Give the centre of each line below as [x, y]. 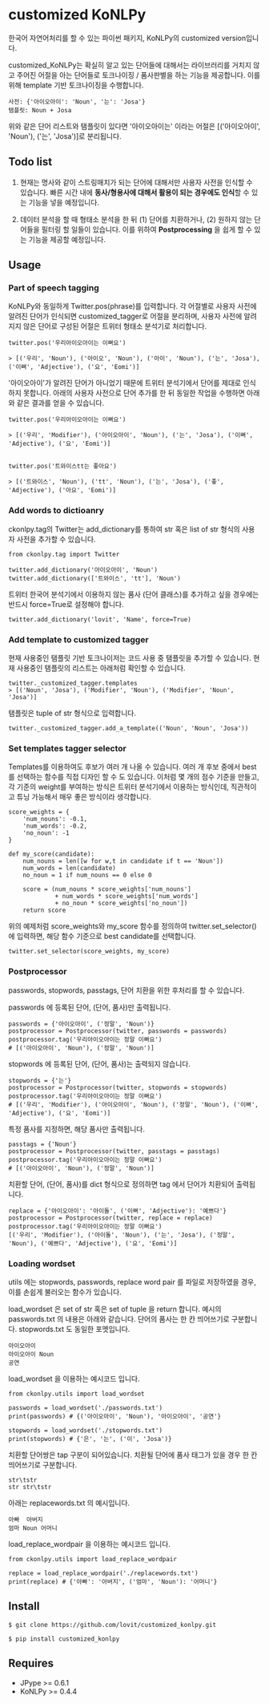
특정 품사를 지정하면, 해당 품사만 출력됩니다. [77, 1129]
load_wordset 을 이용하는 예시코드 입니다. [74, 1378]
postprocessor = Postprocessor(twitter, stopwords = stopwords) [118, 1087]
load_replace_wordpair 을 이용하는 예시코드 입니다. [89, 1544]
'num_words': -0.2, [55, 826]
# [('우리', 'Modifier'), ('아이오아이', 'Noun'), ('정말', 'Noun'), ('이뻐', [133, 1104]
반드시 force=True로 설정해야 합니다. [66, 604]
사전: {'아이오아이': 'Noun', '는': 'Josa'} [77, 102]
